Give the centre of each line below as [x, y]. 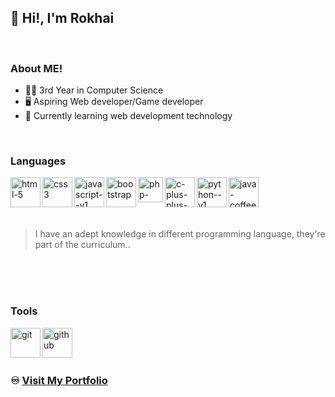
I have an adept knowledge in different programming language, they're [180, 234]
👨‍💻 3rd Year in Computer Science [94, 90]
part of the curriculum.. [82, 245]
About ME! [36, 68]
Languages [38, 161]
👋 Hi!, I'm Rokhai [62, 18]
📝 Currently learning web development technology [128, 116]
